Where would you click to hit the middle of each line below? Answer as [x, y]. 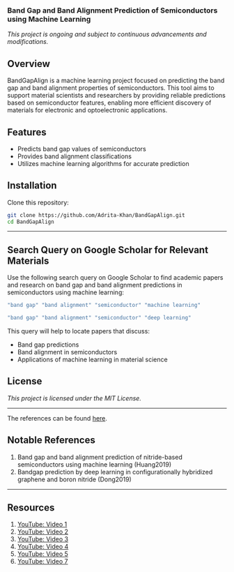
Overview [29, 64]
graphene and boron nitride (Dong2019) [75, 479]
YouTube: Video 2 [42, 532]
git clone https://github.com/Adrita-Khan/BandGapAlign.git [96, 215]
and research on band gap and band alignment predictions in [95, 285]
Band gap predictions [48, 345]
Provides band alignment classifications [75, 156]
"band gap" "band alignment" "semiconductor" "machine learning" [104, 306]
